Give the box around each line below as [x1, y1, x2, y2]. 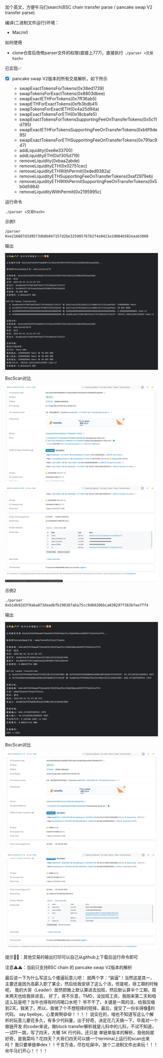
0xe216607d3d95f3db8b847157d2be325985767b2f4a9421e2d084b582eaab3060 [5, 234, 149, 239]
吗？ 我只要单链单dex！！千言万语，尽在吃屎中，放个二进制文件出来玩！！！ [5, 1041, 158, 1047]
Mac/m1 [12, 30, 28, 35]
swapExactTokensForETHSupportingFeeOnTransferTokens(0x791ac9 [19, 137, 158, 143]
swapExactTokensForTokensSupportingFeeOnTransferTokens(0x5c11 [19, 116, 157, 123]
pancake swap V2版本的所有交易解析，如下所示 [12, 76, 108, 81]
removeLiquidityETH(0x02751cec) [19, 163, 87, 169]
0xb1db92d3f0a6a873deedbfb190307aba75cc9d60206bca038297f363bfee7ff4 [5, 602, 149, 607]
